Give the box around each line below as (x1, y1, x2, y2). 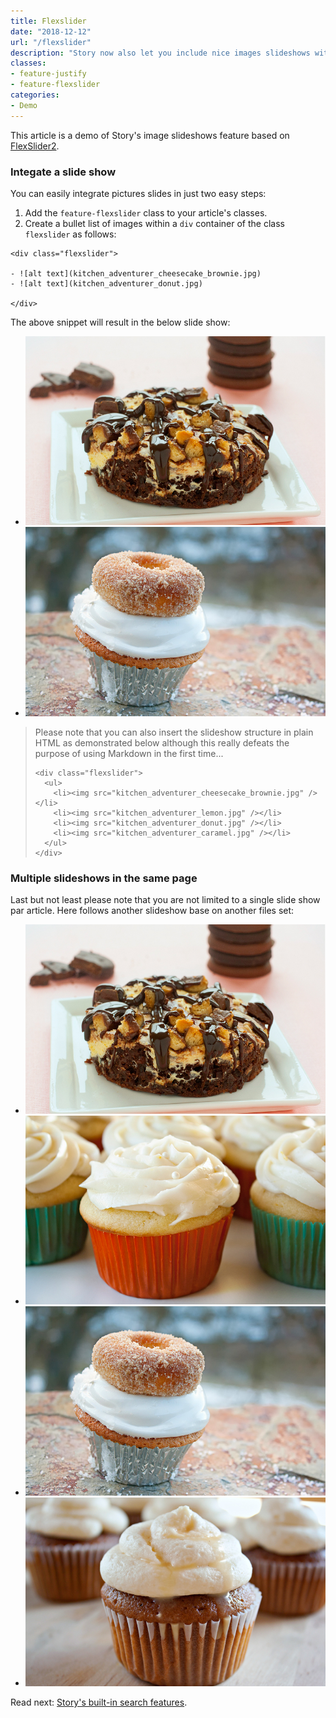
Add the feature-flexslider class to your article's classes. (24, 206, 268, 219)
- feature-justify (10, 69, 87, 79)
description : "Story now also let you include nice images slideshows (10, 48, 311, 58)
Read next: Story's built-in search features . (10, 1696, 188, 1709)
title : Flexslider (10, 16, 87, 26)
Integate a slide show (10, 165, 117, 179)
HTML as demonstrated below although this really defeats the (34, 736, 290, 749)
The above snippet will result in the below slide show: (10, 316, 231, 328)
